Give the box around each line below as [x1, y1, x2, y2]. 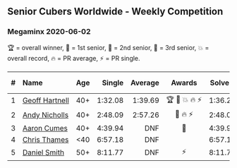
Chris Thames [22, 134, 69, 144]
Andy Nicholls [22, 110, 69, 120]
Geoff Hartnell [22, 95, 69, 105]
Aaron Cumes [22, 123, 68, 133]
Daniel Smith [22, 148, 65, 157]
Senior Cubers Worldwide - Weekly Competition [7, 6, 224, 18]
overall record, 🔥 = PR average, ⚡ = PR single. [7, 54, 140, 62]
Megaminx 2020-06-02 [7, 27, 91, 37]
